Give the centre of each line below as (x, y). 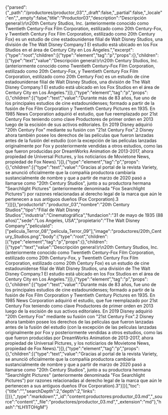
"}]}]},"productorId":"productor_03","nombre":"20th (58, 204)
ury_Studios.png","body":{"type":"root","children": (57, 236)
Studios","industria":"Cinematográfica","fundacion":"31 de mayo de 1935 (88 (84, 215)
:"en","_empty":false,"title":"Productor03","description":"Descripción (76, 18)
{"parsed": (16, 7)
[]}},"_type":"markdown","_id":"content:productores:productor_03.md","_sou (84, 396)
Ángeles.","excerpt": (113, 50)
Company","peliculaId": (29, 226)
